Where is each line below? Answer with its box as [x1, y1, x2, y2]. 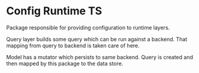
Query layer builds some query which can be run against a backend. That [6, 35, 188, 42]
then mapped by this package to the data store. [6, 60, 123, 67]
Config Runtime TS [6, 4, 102, 18]
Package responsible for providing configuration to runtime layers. [6, 24, 170, 31]
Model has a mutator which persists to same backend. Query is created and [6, 53, 194, 60]
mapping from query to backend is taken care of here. [6, 42, 140, 49]
